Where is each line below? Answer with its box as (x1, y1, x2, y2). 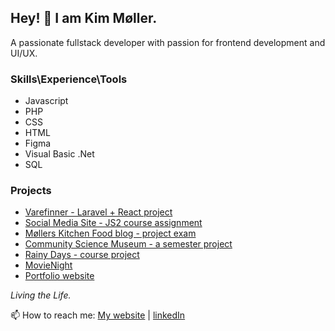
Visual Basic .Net (24, 148, 95, 160)
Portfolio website (24, 270, 95, 282)
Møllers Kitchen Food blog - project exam (24, 227, 197, 240)
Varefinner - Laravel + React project (24, 206, 173, 218)
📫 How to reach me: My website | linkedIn (10, 309, 186, 321)
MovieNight (24, 259, 73, 271)
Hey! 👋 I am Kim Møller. (10, 10, 158, 27)
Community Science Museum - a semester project (24, 238, 233, 250)
